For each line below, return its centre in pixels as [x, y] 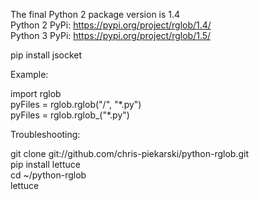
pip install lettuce [45, 164]
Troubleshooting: [45, 134]
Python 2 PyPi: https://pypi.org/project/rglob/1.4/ [111, 25]
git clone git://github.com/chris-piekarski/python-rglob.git [130, 153]
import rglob [36, 93]
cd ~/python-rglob [48, 175]
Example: [29, 74]
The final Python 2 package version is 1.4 [95, 14]
